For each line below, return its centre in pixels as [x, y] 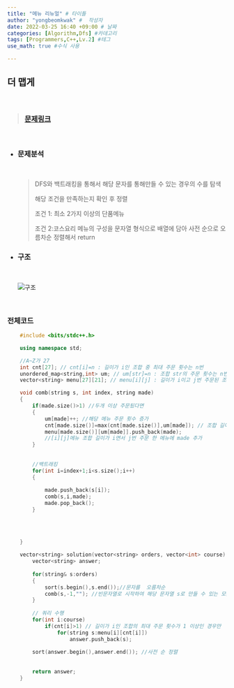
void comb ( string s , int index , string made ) [87, 393]
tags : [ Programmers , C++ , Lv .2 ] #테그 [59, 40]
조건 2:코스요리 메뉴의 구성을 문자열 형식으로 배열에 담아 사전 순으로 [127, 228]
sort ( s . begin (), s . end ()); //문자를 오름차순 [105, 587]
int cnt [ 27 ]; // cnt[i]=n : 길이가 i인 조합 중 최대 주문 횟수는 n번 [112, 367]
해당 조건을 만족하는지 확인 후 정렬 [81, 199]
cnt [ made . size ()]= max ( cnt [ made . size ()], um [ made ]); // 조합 [131, 425]
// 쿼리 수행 [48, 613]
